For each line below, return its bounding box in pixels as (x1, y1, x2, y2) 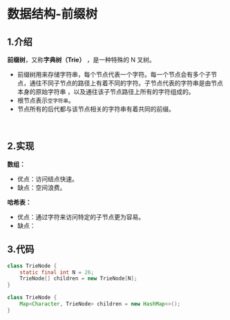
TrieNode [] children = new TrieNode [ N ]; (19, 275, 137, 282)
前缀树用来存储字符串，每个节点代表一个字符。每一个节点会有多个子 (17, 70, 211, 78)
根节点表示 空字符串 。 (17, 96, 75, 104)
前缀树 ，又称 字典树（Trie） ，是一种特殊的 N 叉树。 (7, 56, 155, 64)
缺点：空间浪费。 (17, 183, 66, 191)
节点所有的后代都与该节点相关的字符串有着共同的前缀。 (17, 105, 175, 113)
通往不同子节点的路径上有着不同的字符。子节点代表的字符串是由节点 (29, 79, 223, 87)
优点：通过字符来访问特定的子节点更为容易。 (17, 212, 145, 221)
